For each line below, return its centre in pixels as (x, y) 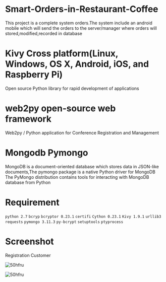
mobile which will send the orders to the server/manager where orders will (81, 28)
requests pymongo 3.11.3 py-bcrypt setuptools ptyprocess (64, 222)
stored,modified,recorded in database (44, 33)
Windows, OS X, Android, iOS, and (77, 64)
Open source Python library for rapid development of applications (72, 88)
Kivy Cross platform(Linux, (62, 54)
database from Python (28, 182)
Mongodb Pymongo (47, 153)
